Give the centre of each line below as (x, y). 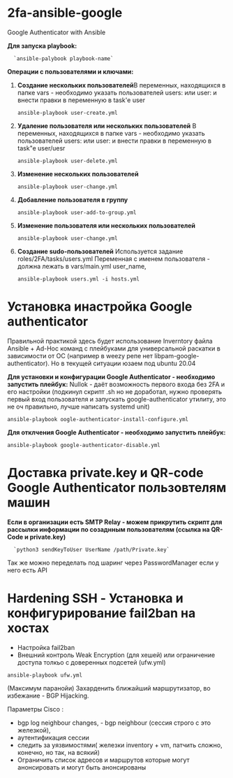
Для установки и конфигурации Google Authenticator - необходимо (111, 376)
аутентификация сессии (53, 737)
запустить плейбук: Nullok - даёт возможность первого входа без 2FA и (116, 384)
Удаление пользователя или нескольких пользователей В (107, 126)
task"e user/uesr (41, 148)
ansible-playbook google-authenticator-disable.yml (84, 445)
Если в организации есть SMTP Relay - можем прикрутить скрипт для (115, 522)
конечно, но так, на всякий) (58, 752)
